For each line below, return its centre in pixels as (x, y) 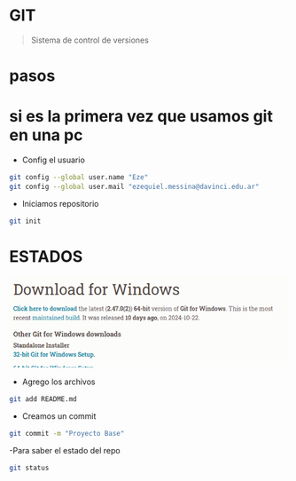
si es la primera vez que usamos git (141, 117)
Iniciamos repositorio (60, 203)
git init (25, 221)
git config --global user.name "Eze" (79, 177)
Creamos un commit (59, 416)
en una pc (46, 135)
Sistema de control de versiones (90, 40)
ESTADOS (46, 256)
